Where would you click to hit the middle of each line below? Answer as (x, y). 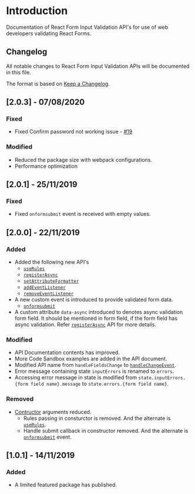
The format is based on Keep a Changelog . (58, 84)
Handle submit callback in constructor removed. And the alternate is (106, 430)
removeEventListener (48, 294)
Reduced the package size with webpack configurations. (83, 159)
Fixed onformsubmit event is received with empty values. (83, 214)
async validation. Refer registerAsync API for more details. (85, 325)
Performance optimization (46, 166)
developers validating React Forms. (49, 33)
